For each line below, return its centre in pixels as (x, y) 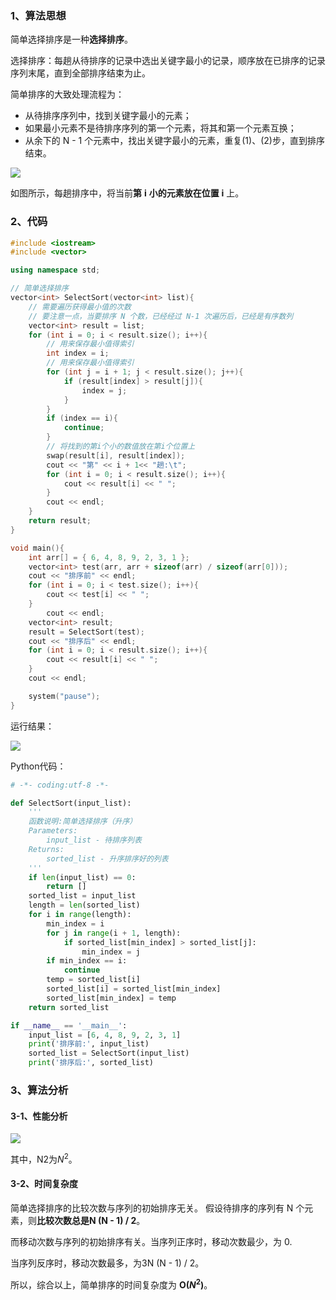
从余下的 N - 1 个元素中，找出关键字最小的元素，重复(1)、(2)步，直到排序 (174, 141)
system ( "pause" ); (64, 696)
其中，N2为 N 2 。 (44, 1158)
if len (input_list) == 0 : (82, 877)
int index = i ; (78, 353)
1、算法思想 (38, 15)
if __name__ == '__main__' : (69, 1025)
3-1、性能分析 (39, 1116)
